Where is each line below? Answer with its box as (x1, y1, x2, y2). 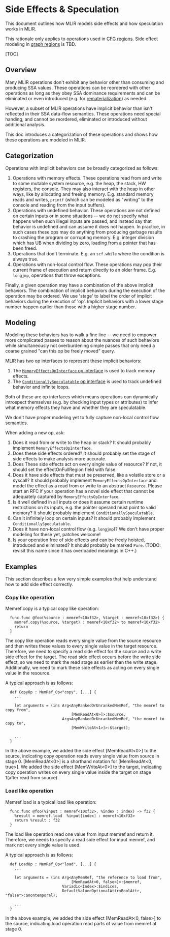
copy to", (5, 721, 26, 726)
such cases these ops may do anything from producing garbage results (12, 229, 162, 235)
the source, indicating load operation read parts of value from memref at (5, 920, 157, 926)
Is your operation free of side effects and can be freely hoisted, (12, 537, 146, 543)
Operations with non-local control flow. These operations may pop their (12, 261, 162, 268)
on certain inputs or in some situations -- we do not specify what (12, 213, 149, 219)
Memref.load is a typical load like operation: (5, 799, 96, 805)
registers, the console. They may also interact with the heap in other (12, 186, 155, 192)
